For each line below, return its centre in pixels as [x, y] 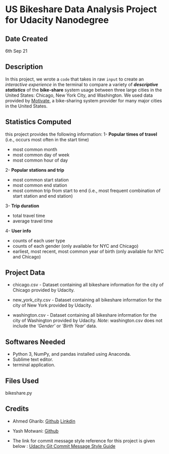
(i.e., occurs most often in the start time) [47, 139]
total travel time [29, 215]
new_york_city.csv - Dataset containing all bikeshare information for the [87, 300]
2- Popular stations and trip [35, 170]
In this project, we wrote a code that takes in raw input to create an [75, 79]
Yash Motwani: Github [36, 431]
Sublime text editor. [33, 360]
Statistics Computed [38, 122]
